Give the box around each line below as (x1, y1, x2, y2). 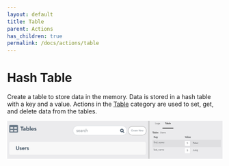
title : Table (7, 18, 44, 25)
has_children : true (7, 33, 63, 40)
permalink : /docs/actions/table (7, 40, 99, 47)
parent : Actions (7, 25, 53, 32)
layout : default (7, 11, 53, 18)
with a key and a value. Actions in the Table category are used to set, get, (7, 100, 214, 109)
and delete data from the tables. (7, 107, 98, 115)
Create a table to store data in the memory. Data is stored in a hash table (7, 93, 211, 101)
